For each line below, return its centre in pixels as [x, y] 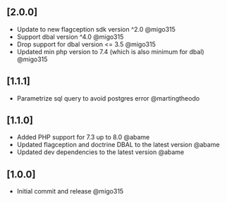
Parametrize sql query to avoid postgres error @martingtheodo [108, 98]
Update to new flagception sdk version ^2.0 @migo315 [96, 29]
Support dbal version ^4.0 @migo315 [70, 37]
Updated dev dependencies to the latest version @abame [100, 152]
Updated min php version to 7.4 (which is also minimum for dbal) [111, 51]
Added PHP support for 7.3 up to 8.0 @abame [83, 137]
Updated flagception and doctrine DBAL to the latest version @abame [118, 145]
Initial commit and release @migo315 [70, 191]
